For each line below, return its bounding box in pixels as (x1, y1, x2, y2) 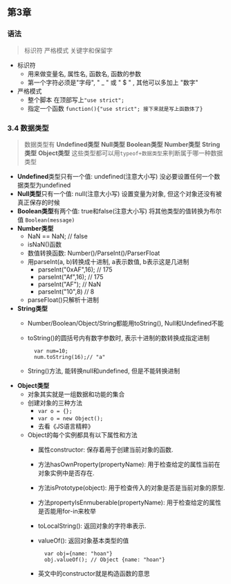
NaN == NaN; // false (27, 231, 88, 240)
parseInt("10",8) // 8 (37, 287, 95, 296)
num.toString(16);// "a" (33, 353, 106, 360)
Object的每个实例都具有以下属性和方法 (27, 430, 138, 439)
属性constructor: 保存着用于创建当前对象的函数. (37, 445, 174, 454)
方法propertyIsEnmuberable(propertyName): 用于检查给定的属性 (37, 498, 221, 506)
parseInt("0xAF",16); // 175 (37, 265, 113, 274)
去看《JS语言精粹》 (37, 422, 95, 430)
